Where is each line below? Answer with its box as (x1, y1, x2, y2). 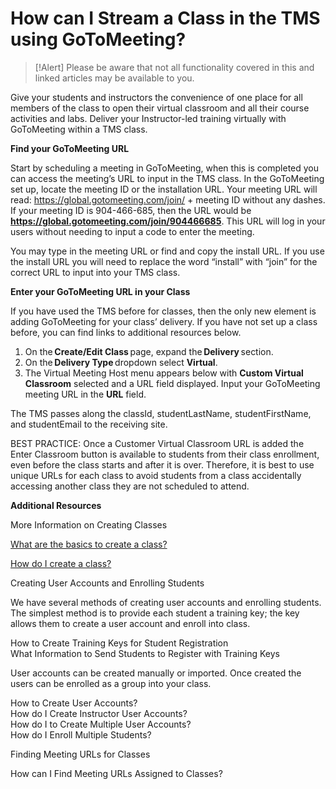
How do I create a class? (10, 557, 112, 569)
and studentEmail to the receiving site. (10, 418, 168, 430)
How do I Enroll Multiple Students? (10, 728, 152, 741)
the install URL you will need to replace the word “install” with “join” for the (10, 255, 318, 267)
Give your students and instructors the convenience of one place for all (10, 91, 303, 103)
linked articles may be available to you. (34, 72, 195, 84)
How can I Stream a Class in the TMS (10, 7, 321, 30)
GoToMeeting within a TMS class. (10, 123, 148, 135)
